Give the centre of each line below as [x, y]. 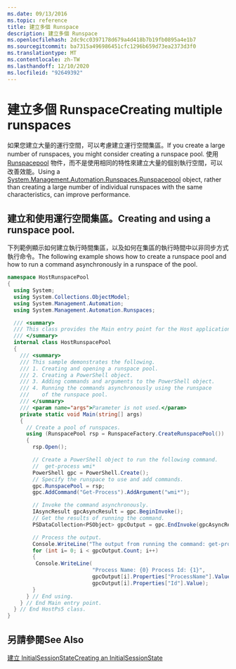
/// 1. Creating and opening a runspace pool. [89, 369]
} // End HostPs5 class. [50, 609]
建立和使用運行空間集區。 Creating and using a [109, 218]
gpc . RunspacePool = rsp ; [69, 486]
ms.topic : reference [38, 20]
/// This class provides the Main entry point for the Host [103, 329]
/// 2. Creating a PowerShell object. [77, 375]
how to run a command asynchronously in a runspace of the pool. [103, 265]
